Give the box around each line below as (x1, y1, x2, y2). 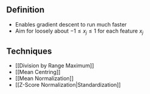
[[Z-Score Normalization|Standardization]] (15, 81, 121, 89)
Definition (6, 5, 44, 15)
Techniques (6, 46, 52, 56)
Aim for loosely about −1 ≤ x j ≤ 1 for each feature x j (15, 27, 144, 36)
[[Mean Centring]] (15, 69, 61, 76)
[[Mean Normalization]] (15, 75, 74, 82)
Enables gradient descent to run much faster (15, 20, 127, 28)
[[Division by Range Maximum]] (15, 62, 94, 69)
